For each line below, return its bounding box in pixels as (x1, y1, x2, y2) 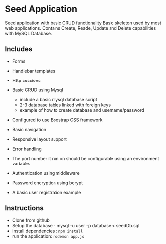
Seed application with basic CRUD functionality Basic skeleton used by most (5, 20, 161, 26)
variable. (12, 161, 31, 166)
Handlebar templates (12, 68, 55, 74)
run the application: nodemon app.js (12, 233, 85, 239)
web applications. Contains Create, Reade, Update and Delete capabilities (5, 25, 156, 31)
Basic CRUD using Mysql (12, 87, 63, 93)
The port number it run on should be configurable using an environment (12, 155, 159, 161)
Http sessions (12, 77, 41, 83)
